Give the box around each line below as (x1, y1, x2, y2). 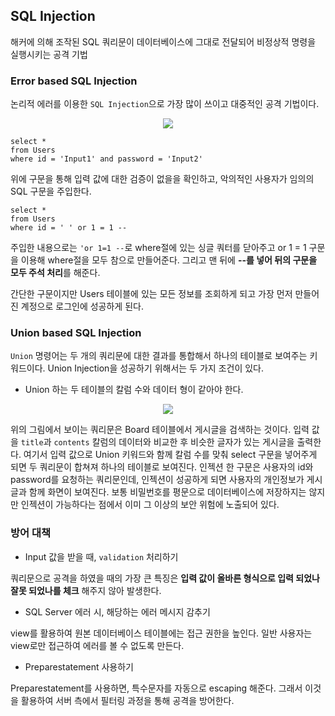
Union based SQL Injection (10, 326, 142, 340)
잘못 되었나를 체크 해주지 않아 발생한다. (10, 584, 162, 596)
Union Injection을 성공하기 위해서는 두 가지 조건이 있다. (47, 362, 265, 374)
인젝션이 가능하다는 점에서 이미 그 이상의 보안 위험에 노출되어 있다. (20, 499, 280, 511)
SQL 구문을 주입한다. (10, 185, 92, 198)
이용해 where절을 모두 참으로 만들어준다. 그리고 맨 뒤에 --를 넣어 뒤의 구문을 (20, 254, 318, 266)
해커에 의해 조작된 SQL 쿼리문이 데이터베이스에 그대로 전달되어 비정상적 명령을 (10, 35, 317, 48)
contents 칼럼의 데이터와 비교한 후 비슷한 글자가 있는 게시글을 (53, 436, 295, 448)
